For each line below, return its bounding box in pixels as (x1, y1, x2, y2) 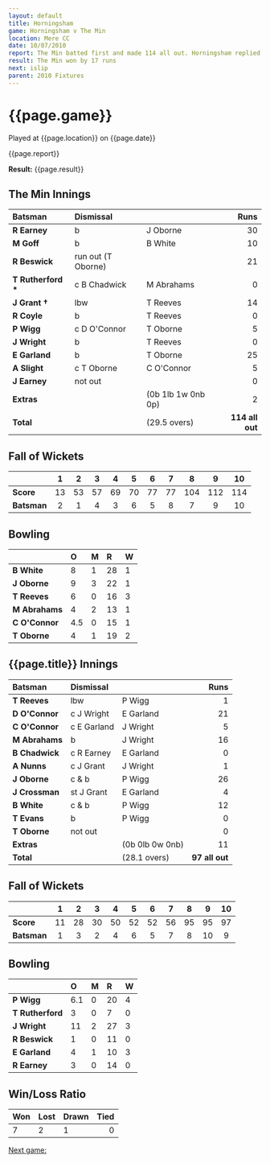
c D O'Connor (74, 324, 126, 335)
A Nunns (12, 760, 47, 771)
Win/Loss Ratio (8, 1087, 87, 1101)
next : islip (8, 64, 48, 72)
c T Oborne (74, 363, 118, 374)
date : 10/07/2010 (8, 42, 67, 50)
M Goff (12, 238, 40, 250)
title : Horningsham (8, 19, 74, 27)
